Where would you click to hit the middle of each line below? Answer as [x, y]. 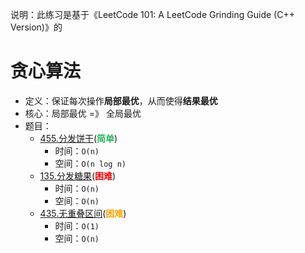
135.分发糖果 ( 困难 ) [78, 175]
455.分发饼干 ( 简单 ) [78, 138]
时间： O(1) [77, 225]
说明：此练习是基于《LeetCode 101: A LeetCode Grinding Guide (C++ [152, 14]
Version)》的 [36, 27]
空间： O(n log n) [90, 163]
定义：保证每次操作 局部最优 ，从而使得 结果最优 [121, 100]
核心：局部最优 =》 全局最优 [83, 113]
